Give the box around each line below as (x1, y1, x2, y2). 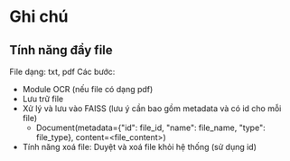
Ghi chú (9, 6, 70, 27)
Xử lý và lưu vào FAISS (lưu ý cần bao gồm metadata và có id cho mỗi (22, 103, 282, 114)
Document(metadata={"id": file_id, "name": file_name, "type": (35, 122, 266, 133)
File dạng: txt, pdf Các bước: (9, 66, 116, 77)
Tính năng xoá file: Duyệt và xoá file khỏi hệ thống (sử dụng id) (22, 142, 257, 152)
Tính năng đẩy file (9, 43, 113, 58)
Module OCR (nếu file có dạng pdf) (22, 84, 154, 94)
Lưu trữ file (22, 93, 64, 104)
